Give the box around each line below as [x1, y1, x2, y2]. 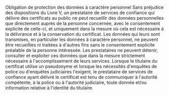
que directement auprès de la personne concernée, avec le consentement [5, 20, 160, 26]
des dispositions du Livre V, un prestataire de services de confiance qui [5, 10, 155, 16]
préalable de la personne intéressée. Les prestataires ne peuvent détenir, [5, 47, 158, 53]
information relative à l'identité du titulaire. [5, 85, 93, 90]
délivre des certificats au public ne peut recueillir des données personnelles [5, 15, 164, 21]
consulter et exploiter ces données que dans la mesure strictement [5, 53, 146, 59]
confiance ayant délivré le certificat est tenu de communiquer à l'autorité [5, 74, 157, 80]
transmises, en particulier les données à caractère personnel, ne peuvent [5, 36, 158, 42]
